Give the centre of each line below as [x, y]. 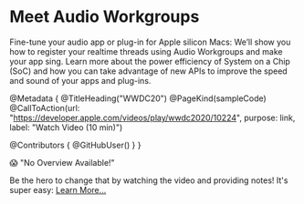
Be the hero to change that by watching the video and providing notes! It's [149, 180]
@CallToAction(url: [45, 107]
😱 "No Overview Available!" [63, 162]
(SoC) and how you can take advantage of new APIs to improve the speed [148, 71]
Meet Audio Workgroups [105, 17]
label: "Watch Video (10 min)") [66, 127]
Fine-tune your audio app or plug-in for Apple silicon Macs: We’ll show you [150, 42]
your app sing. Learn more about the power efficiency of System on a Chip [150, 61]
